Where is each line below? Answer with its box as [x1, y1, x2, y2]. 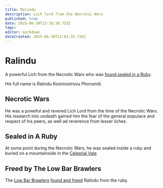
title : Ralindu [5, 7, 36, 12]
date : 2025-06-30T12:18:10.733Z [5, 20, 71, 26]
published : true [5, 16, 38, 21]
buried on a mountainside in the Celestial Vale [5, 150, 97, 156]
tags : [5, 25, 16, 30]
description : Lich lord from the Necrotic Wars [5, 12, 104, 17]
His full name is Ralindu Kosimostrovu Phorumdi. [5, 81, 102, 87]
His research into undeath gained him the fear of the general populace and [5, 113, 155, 119]
